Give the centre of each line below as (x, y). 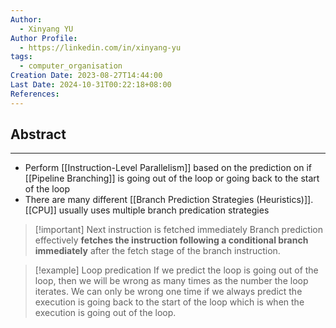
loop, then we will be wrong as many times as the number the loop (171, 281)
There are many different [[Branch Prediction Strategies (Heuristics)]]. (169, 200)
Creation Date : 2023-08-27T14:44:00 (86, 76)
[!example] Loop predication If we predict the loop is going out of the (176, 270)
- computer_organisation (71, 66)
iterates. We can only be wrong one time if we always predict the (168, 292)
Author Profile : (44, 38)
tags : (21, 57)
